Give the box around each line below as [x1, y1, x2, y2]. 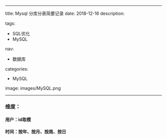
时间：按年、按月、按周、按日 [5, 129, 66, 135]
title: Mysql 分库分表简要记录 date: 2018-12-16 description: [5, 10, 125, 16]
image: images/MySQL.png [5, 85, 61, 91]
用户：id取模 [5, 116, 31, 122]
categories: [5, 66, 28, 72]
